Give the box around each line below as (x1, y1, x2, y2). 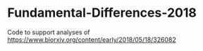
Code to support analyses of (7, 28, 90, 36)
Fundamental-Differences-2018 (7, 5, 197, 21)
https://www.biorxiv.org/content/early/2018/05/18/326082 (7, 35, 176, 43)
